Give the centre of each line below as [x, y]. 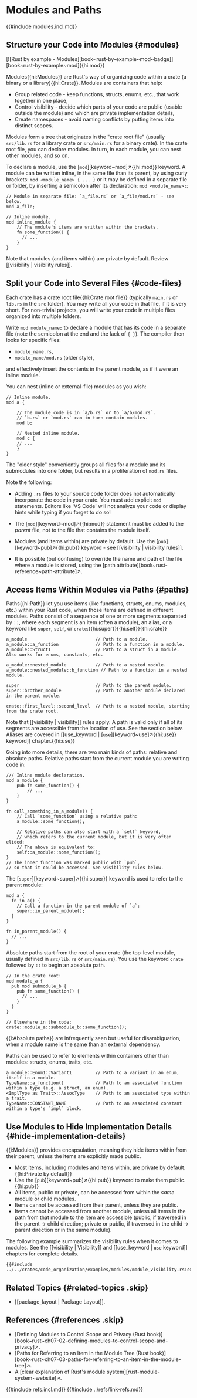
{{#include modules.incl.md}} [42, 26]
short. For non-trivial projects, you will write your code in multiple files [91, 310]
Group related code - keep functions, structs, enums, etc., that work [97, 94]
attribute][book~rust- [142, 565]
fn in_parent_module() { [36, 932]
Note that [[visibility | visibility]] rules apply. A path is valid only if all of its [94, 722]
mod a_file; [21, 207]
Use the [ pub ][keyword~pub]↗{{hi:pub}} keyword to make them [91, 1180]
